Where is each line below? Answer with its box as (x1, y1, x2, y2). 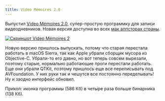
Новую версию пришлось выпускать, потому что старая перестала (5, 45, 148, 50)
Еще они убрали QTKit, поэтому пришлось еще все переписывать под (5, 66, 154, 72)
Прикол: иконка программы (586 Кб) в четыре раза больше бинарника (5, 85, 155, 91)
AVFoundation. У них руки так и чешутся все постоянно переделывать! (5, 71, 154, 76)
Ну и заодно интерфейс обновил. (5, 76, 75, 82)
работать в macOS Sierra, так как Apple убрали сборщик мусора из (5, 50, 147, 56)
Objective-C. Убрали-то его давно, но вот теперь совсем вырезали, (5, 55, 148, 61)
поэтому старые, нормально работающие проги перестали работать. (5, 60, 152, 66)
